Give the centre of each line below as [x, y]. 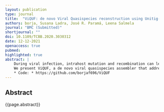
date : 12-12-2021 [23, 41]
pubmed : [13, 50]
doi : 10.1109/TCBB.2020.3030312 [38, 37]
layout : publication [26, 9]
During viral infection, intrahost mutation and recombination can [84, 64]
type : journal [20, 14]
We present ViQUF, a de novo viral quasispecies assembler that [81, 69]
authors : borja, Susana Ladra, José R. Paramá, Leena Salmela [70, 23]
